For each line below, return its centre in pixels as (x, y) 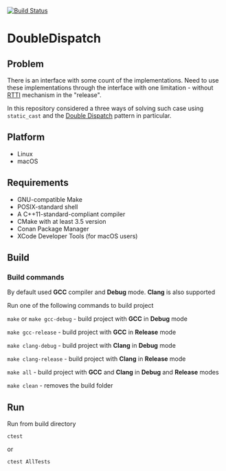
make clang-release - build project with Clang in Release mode (97, 359)
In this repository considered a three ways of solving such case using (105, 108)
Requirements (38, 183)
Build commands (36, 277)
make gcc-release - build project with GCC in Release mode (92, 332)
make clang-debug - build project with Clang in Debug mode (92, 346)
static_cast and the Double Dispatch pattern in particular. (89, 116)
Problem (26, 64)
